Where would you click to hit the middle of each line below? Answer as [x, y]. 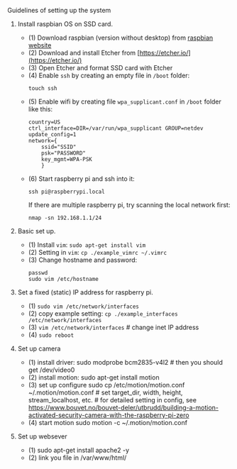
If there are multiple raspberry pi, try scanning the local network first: [129, 205]
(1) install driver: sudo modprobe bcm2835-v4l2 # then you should [126, 362]
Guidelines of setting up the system [59, 10]
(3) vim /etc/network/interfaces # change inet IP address [114, 327]
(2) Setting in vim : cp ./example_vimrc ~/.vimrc [98, 252]
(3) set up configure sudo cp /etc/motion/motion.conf [106, 385]
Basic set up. [37, 231]
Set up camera [39, 348]
